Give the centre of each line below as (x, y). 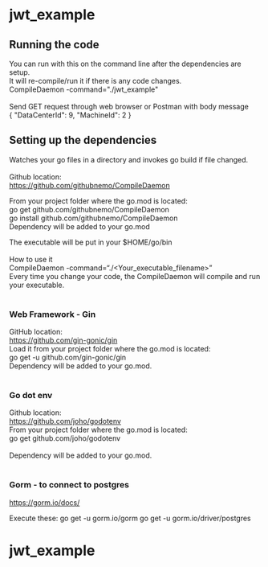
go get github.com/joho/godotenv (65, 438)
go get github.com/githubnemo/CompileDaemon (89, 209)
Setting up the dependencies (83, 140)
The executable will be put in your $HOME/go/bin (91, 242)
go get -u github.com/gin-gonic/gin (68, 357)
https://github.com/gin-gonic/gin (63, 340)
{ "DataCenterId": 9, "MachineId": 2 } (70, 115)
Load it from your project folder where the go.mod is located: (110, 349)
